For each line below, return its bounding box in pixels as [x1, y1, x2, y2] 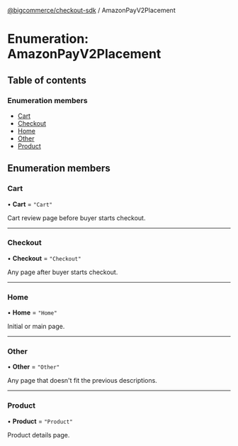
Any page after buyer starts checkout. [7, 268, 118, 276]
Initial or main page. [7, 322, 65, 331]
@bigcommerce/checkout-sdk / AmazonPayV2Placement [7, 6, 176, 14]
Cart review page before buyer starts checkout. [7, 213, 146, 222]
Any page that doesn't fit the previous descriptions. [7, 376, 157, 385]
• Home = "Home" [7, 308, 58, 317]
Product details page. [7, 430, 70, 439]
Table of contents [7, 74, 86, 86]
